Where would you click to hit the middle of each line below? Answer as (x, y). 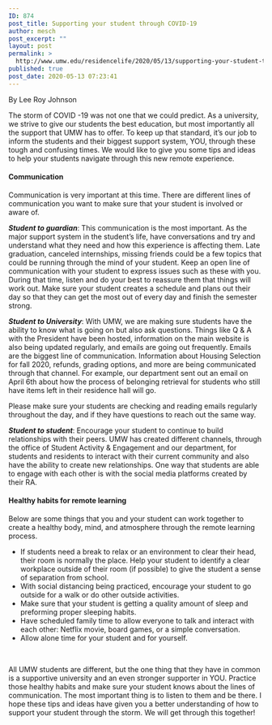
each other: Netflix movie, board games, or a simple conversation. (130, 629)
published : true (36, 69)
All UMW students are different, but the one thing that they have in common (134, 670)
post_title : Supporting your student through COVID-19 (103, 24)
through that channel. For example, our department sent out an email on (128, 373)
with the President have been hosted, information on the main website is (129, 339)
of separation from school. (64, 578)
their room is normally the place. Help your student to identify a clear (135, 560)
